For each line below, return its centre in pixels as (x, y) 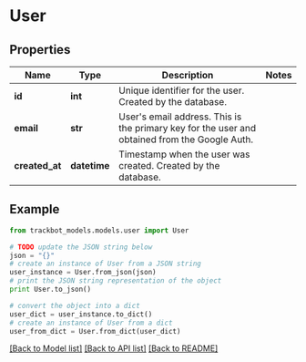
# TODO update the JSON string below (81, 247)
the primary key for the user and (187, 128)
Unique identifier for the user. (181, 90)
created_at (38, 165)
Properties (40, 50)
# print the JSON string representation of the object (116, 281)
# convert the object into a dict (75, 305)
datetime (90, 165)
